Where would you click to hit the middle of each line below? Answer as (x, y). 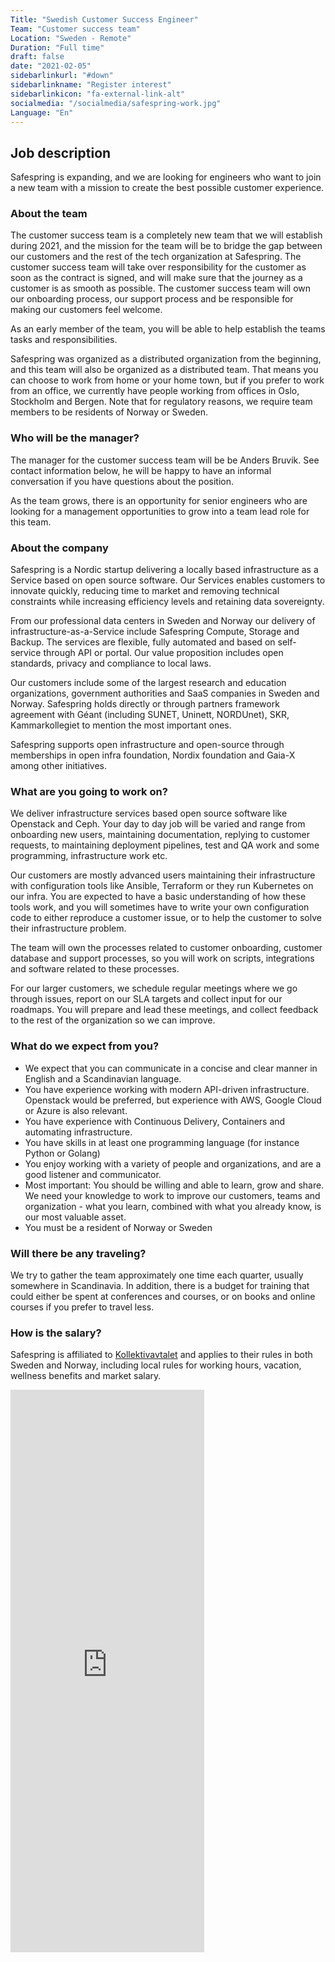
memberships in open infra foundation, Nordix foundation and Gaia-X (153, 755)
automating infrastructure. (78, 1132)
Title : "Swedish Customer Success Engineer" (104, 19)
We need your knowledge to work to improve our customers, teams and (172, 1195)
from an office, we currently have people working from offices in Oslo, (155, 391)
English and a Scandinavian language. (103, 1078)
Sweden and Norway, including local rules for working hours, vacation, (156, 1365)
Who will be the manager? (75, 438)
